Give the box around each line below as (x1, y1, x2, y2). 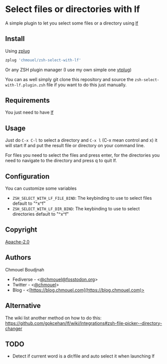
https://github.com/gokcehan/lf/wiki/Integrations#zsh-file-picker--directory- (5, 320, 163, 326)
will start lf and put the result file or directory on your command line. (5, 143, 145, 149)
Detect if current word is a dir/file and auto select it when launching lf (12, 353, 155, 359)
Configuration (5, 172, 50, 181)
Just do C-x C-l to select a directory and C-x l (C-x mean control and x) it (5, 137, 158, 143)
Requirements (5, 96, 50, 105)
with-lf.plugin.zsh (5, 83, 46, 88)
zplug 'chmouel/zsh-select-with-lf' (5, 58, 81, 63)
